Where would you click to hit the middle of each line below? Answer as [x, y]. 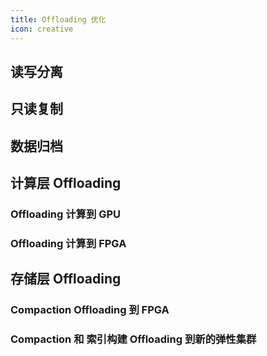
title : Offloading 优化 [58, 19]
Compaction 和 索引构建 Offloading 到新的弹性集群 [133, 339]
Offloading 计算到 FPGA [68, 243]
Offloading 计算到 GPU [66, 214]
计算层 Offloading [66, 183]
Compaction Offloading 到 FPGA [90, 310]
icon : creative [42, 29]
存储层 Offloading [66, 279]
